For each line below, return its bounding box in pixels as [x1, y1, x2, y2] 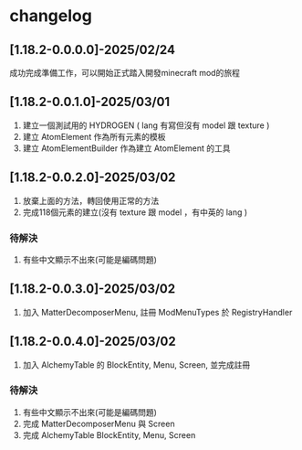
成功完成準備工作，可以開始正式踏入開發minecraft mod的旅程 [9, 68, 240, 78]
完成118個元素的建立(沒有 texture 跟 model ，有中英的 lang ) [22, 207, 248, 218]
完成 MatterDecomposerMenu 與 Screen [22, 418, 175, 429]
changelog [9, 5, 93, 27]
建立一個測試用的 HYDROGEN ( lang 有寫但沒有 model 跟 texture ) [22, 120, 270, 131]
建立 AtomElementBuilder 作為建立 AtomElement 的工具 [22, 143, 231, 154]
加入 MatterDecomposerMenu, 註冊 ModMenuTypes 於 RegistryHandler [22, 306, 293, 317]
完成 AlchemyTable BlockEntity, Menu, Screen [22, 429, 196, 440]
